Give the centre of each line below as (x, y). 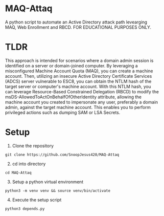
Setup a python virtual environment (48, 182)
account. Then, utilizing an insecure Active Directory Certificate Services (79, 76)
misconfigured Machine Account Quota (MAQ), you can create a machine (79, 71)
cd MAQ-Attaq (18, 173)
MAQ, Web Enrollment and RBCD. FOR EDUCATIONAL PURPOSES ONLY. (78, 27)
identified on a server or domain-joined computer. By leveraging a (71, 65)
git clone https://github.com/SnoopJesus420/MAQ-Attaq (62, 154)
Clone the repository (33, 146)
